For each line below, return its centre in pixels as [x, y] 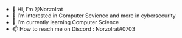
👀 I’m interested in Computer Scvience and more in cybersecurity [94, 16]
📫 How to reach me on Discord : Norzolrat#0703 [74, 29]
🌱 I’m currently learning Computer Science [65, 22]
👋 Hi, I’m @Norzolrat [37, 9]
